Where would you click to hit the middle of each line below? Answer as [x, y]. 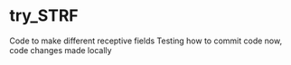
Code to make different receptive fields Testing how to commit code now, [146, 41]
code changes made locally [61, 50]
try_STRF [44, 16]
